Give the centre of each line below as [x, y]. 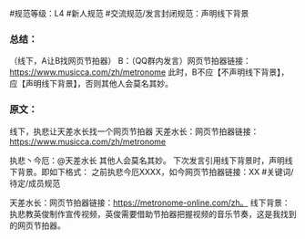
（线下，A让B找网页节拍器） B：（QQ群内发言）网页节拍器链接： [131, 61]
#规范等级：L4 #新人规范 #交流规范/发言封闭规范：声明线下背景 [129, 13]
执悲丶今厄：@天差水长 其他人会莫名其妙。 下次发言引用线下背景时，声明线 [151, 160]
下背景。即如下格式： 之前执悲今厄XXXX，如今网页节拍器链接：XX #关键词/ [152, 171]
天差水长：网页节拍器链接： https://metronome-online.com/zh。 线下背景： [150, 203]
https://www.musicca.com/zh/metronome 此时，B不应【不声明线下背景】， [149, 72]
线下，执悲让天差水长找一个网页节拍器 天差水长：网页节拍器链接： [134, 131]
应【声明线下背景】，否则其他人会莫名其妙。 [91, 84]
